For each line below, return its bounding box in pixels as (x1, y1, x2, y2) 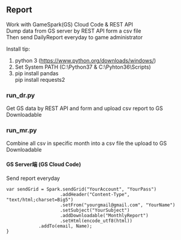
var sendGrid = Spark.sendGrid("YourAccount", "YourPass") (6, 186, 157, 192)
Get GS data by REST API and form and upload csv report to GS (6, 105, 163, 112)
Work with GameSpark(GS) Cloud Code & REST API (6, 20, 133, 28)
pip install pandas (14, 69, 59, 77)
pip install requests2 (14, 76, 65, 83)
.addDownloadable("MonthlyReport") (59, 212, 149, 218)
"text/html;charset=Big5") (6, 197, 74, 203)
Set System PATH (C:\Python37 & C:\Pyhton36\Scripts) (14, 63, 151, 70)
